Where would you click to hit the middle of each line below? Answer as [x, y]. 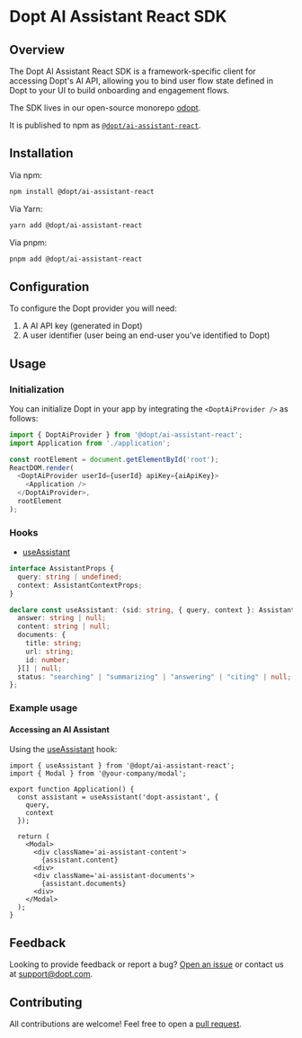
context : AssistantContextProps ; [80, 585]
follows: [24, 418]
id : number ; [48, 660]
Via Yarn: [26, 208]
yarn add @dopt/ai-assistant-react [76, 225]
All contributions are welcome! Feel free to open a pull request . [126, 1024]
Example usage [44, 708]
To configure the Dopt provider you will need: [93, 308]
